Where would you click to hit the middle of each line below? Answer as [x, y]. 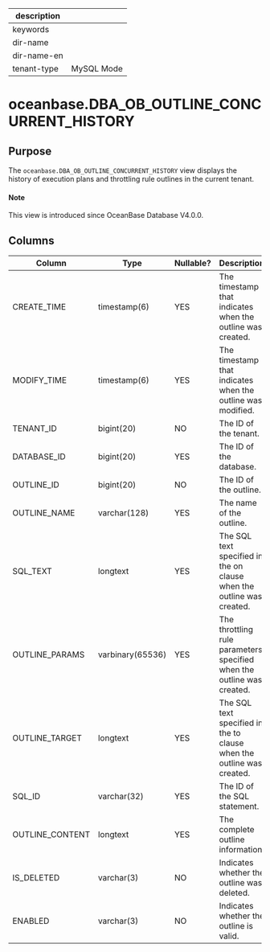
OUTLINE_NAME [44, 513]
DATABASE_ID [39, 457]
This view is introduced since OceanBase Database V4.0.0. [106, 215]
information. [242, 850]
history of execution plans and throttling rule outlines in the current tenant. [131, 179]
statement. [239, 806]
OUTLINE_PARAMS [49, 654]
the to [230, 733]
